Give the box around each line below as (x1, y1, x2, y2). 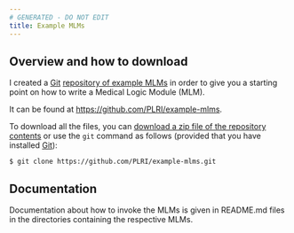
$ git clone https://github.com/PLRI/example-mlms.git (9, 157, 217, 167)
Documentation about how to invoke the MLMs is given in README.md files (9, 205, 286, 215)
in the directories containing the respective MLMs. (9, 214, 194, 225)
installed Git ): (9, 140, 58, 151)
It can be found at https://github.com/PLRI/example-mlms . (9, 104, 223, 115)
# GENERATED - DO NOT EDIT (9, 12, 109, 22)
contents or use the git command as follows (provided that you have (9, 130, 262, 142)
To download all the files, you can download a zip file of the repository (9, 121, 266, 132)
